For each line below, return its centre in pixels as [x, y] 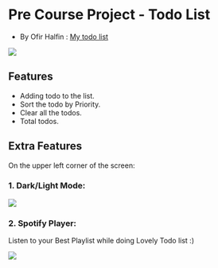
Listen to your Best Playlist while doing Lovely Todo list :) [101, 241]
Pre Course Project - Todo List [109, 15]
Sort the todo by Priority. [60, 104]
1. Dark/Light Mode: [47, 186]
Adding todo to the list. [57, 95]
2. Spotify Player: [43, 223]
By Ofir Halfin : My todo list [64, 37]
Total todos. [39, 121]
